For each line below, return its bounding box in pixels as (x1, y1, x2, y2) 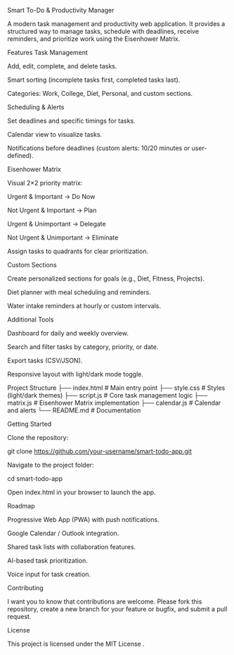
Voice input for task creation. (7, 570, 91, 578)
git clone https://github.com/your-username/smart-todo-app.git (7, 447, 192, 455)
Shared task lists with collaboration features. (7, 543, 136, 551)
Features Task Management (7, 49, 88, 56)
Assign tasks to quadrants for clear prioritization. (7, 247, 149, 255)
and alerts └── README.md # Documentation (7, 406, 141, 415)
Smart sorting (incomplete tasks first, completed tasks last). (7, 75, 181, 84)
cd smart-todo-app (7, 475, 63, 482)
